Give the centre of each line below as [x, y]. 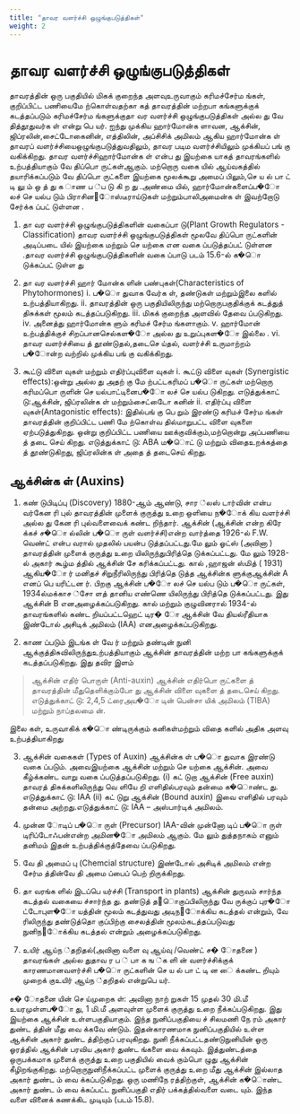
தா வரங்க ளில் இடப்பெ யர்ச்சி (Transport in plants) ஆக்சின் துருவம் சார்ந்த [152, 891]
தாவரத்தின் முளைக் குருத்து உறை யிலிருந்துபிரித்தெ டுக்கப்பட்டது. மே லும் [144, 553]
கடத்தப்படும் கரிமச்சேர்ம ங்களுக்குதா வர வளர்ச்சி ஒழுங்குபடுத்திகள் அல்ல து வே [146, 116]
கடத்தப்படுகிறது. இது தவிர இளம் [78, 662]
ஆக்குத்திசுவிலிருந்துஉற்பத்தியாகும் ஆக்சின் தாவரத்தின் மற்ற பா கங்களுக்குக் [153, 652]
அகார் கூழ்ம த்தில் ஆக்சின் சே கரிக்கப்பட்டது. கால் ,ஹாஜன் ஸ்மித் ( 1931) [157, 563]
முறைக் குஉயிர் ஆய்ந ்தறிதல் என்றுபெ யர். [96, 980]
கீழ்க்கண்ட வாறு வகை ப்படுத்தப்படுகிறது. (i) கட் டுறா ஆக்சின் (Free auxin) [148, 777]
